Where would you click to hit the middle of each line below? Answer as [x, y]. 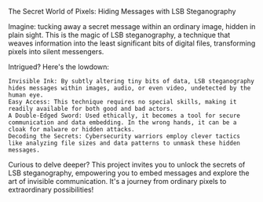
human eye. [26, 95]
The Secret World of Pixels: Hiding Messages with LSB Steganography [122, 11]
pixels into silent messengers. [56, 51]
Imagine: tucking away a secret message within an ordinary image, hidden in [132, 26]
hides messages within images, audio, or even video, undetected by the [130, 88]
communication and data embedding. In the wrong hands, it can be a [122, 123]
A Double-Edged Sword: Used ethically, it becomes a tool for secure [124, 116]
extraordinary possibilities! [51, 189]
